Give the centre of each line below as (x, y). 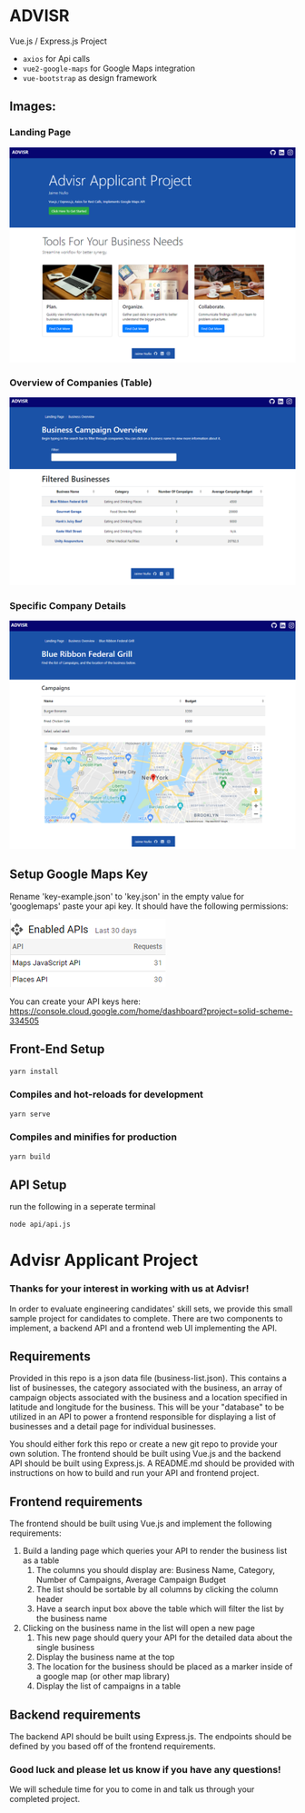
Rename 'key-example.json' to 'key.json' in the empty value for (127, 896)
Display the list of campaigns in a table (108, 1686)
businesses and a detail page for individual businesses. (113, 1427)
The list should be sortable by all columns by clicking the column (157, 1589)
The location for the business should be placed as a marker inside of (164, 1667)
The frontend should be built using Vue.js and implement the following (141, 1524)
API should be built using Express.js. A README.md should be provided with (152, 1463)
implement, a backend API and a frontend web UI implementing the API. (143, 1328)
